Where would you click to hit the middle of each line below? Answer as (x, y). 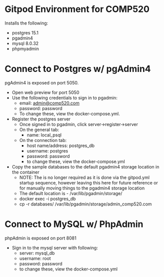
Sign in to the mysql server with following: (55, 247)
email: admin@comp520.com (49, 103)
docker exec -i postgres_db (47, 198)
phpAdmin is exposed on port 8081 (41, 238)
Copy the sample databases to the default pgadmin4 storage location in (85, 166)
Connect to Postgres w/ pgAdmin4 (78, 69)
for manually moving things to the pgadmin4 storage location (82, 188)
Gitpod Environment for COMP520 (77, 9)
